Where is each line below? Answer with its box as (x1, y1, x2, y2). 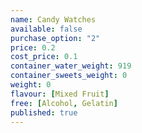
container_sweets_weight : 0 (10, 71, 128, 81)
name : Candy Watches (10, 14, 97, 25)
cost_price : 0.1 (10, 52, 78, 62)
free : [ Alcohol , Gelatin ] (10, 98, 118, 108)
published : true (10, 107, 78, 118)
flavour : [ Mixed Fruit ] (10, 89, 110, 99)
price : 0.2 (10, 42, 56, 53)
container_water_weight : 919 (10, 61, 132, 71)
